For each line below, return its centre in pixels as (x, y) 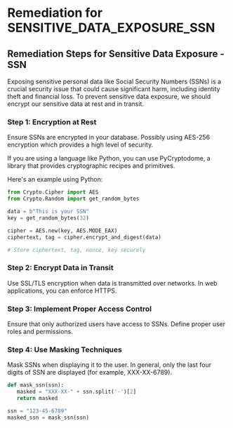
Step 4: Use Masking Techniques (65, 349)
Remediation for (55, 13)
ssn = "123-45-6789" (38, 411)
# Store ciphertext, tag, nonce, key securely (76, 250)
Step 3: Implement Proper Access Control (80, 309)
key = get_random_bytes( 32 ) (48, 218)
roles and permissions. (40, 332)
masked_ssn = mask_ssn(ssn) (48, 417)
